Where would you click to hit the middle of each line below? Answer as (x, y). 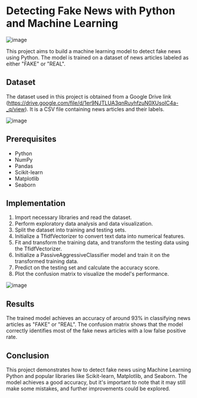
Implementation (36, 203)
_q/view (16, 109)
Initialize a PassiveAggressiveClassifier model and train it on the (92, 255)
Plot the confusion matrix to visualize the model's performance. (92, 274)
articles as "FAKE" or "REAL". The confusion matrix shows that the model (95, 324)
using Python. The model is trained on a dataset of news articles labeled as (97, 57)
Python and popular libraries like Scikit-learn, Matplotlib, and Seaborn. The (97, 376)
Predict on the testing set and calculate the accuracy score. (87, 267)
